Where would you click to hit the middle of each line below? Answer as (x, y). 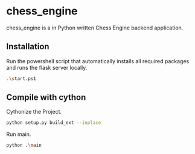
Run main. (19, 134)
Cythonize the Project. (34, 112)
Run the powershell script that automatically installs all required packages (98, 61)
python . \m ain (24, 146)
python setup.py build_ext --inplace (54, 123)
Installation (28, 47)
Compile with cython (46, 97)
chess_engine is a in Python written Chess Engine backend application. (95, 28)
